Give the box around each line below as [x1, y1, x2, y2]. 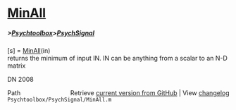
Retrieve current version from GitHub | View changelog [70, 89, 230, 97]
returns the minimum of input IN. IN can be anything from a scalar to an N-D [7, 54, 228, 63]
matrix [7, 61, 26, 70]
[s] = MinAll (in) [7, 47, 51, 55]
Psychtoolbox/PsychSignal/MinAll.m [7, 97, 112, 104]
